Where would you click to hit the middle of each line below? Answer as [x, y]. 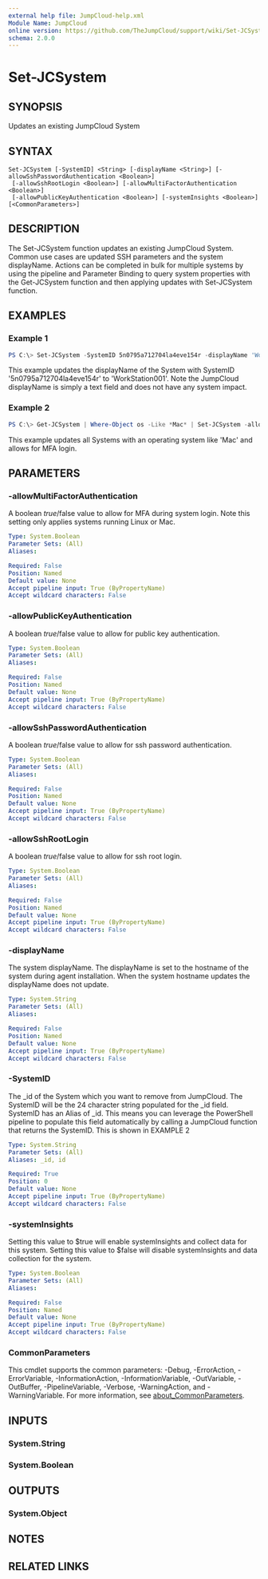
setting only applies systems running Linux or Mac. [92, 522]
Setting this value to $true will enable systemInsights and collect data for [128, 1242]
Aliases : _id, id [37, 1160]
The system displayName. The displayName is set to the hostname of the [128, 968]
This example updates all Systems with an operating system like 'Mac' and [130, 439]
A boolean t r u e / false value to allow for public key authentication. [114, 633]
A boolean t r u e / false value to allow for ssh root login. [95, 856]
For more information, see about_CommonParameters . [156, 1395]
